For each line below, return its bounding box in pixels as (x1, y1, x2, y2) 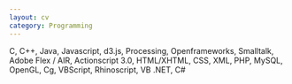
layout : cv (9, 12, 50, 22)
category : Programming (9, 21, 93, 30)
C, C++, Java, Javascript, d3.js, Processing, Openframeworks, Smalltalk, (9, 45, 274, 56)
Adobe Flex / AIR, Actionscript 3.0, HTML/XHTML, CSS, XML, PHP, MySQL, (9, 55, 283, 65)
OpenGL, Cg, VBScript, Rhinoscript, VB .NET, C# (9, 64, 186, 75)
